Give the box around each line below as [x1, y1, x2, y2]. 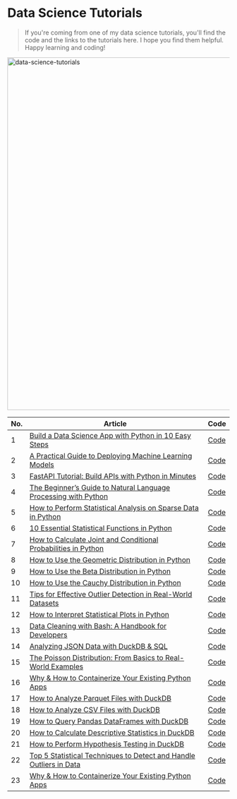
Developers [29, 630, 68, 640]
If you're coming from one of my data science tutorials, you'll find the [24, 28, 226, 37]
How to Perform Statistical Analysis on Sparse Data [29, 503, 199, 513]
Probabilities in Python [29, 543, 104, 553]
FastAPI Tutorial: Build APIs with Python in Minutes [29, 471, 196, 481]
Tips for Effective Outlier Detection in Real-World [29, 589, 193, 599]
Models [29, 460, 54, 470]
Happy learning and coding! [24, 43, 106, 51]
